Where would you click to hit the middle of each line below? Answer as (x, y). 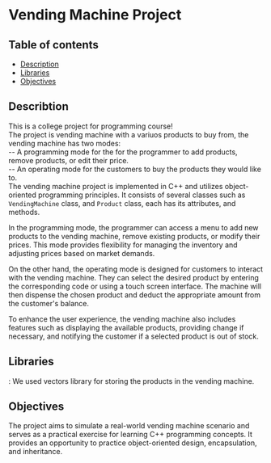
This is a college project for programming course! (91, 126)
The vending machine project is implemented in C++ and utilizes (116, 186)
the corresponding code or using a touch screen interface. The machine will (135, 286)
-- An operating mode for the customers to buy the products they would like (135, 169)
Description (39, 64)
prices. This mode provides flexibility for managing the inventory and (123, 245)
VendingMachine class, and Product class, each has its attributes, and (122, 203)
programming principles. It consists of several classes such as (142, 195)
